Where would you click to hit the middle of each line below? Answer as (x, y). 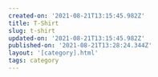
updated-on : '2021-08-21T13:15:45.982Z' (77, 38)
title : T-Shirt (34, 23)
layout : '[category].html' (53, 53)
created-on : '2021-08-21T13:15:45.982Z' (77, 16)
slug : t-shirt (32, 30)
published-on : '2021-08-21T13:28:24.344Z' (80, 46)
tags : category (34, 61)
